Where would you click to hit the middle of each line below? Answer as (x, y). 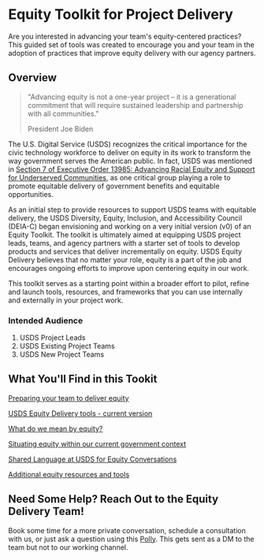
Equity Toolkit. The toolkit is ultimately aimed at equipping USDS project (125, 235)
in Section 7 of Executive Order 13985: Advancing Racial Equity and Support (132, 169)
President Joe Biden (60, 128)
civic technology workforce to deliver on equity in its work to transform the (129, 152)
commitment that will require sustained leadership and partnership (135, 105)
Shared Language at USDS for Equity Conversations (93, 459)
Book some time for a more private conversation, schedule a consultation (127, 530)
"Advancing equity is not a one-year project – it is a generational (132, 97)
